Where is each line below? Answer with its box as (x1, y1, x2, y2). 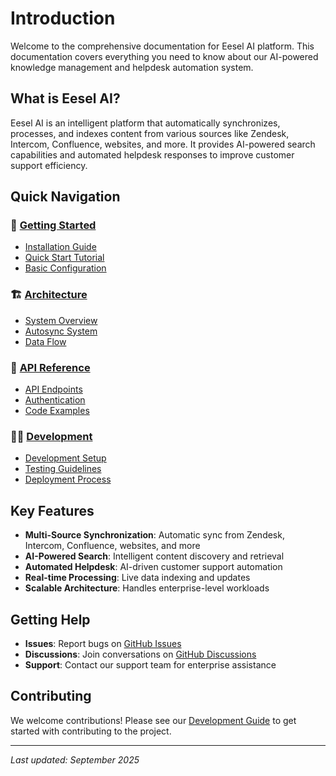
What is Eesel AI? (10, 90, 121, 107)
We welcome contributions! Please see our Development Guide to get (10, 714, 297, 726)
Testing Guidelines (24, 463, 102, 475)
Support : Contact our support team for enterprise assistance (24, 658, 277, 671)
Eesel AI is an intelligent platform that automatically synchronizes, (10, 117, 281, 129)
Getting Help (10, 611, 91, 628)
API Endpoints (24, 383, 83, 396)
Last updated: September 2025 (10, 753, 140, 766)
